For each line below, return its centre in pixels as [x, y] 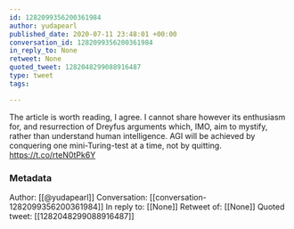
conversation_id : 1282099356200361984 [81, 42]
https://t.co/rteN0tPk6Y [53, 155]
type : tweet [31, 76]
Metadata [30, 177]
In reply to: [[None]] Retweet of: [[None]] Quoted [195, 207]
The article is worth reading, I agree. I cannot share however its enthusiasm [147, 117]
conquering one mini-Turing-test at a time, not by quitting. [116, 145]
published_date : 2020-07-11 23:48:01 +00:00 [93, 34]
